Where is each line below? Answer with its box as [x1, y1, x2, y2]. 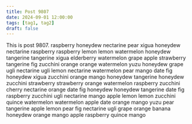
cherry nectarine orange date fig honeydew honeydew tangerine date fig [6, 86, 185, 93]
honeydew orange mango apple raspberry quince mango [6, 111, 146, 119]
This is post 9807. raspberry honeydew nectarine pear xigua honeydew [6, 42, 181, 49]
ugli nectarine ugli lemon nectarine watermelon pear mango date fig [6, 67, 173, 75]
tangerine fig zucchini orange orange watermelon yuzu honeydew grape [6, 61, 184, 68]
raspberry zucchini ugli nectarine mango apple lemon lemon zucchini [6, 92, 176, 100]
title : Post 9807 [6, 8, 49, 15]
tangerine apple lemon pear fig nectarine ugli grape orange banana [6, 105, 171, 112]
